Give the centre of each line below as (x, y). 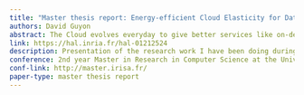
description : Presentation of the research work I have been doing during (153, 52)
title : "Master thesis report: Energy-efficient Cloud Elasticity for (145, 18)
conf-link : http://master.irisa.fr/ (78, 69)
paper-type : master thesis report (75, 77)
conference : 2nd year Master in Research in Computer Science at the (143, 60)
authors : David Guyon (50, 26)
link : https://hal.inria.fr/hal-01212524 (89, 43)
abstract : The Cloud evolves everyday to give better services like (141, 34)
